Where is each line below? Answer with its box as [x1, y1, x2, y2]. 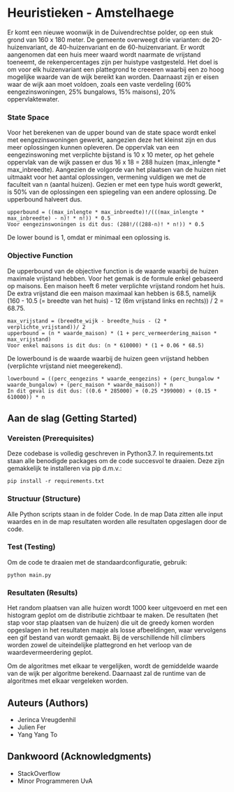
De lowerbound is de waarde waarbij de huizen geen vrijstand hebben [7, 354, 210, 362]
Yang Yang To [17, 730, 58, 739]
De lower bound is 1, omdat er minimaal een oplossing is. [7, 233, 171, 242]
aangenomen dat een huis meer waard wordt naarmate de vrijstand [7, 50, 201, 59]
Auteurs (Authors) [7, 697, 89, 709]
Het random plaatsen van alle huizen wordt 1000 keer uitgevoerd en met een [7, 604, 228, 612]
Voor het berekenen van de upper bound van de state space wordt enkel [7, 128, 217, 137]
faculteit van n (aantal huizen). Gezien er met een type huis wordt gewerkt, [7, 181, 223, 189]
